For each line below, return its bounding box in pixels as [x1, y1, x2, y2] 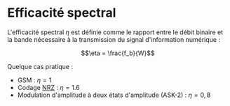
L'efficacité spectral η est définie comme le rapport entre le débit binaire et [7, 28, 223, 36]
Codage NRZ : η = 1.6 [17, 83, 80, 91]
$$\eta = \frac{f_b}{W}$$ [80, 49, 156, 57]
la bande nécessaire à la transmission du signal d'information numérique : [7, 35, 221, 43]
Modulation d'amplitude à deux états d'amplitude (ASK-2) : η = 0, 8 [17, 91, 211, 99]
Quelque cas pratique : [7, 62, 74, 70]
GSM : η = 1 [17, 75, 52, 84]
